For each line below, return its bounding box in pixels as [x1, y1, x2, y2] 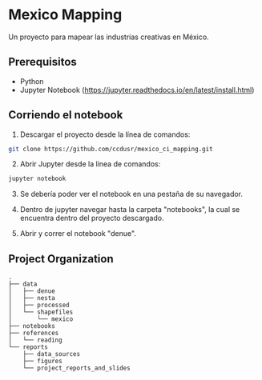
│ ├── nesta [8, 294, 56, 302]
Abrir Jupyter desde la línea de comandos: [19, 159, 161, 169]
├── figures [22, 358, 62, 366]
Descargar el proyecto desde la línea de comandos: [19, 130, 191, 139]
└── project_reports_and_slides [22, 364, 131, 373]
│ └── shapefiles [8, 308, 74, 317]
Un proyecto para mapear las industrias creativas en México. [8, 32, 210, 42]
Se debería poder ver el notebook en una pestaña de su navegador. [19, 190, 243, 199]
